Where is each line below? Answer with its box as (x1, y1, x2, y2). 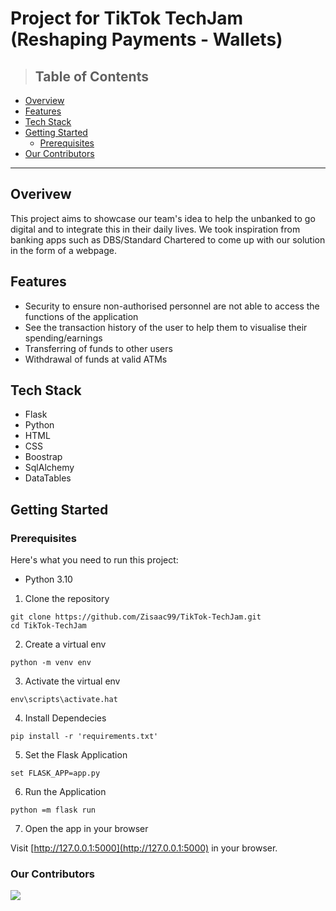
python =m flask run (10, 805, 97, 816)
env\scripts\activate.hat (10, 695, 118, 705)
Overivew (10, 186, 72, 203)
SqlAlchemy (24, 462, 75, 474)
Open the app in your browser (24, 823, 149, 835)
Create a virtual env (24, 638, 107, 651)
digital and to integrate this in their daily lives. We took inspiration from (10, 223, 301, 235)
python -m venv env (10, 658, 92, 668)
